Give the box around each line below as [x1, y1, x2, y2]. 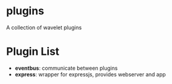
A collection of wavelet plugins [6, 24, 82, 31]
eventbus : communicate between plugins [14, 64, 118, 71]
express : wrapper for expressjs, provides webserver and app [14, 70, 166, 78]
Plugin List [6, 45, 60, 58]
